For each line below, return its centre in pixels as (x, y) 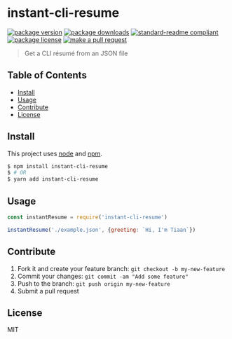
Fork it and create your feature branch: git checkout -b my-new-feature (121, 268)
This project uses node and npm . (55, 153)
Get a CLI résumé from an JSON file (76, 53)
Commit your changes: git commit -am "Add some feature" (103, 276)
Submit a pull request (48, 291)
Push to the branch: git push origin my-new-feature (94, 283)
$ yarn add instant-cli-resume (53, 179)
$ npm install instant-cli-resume (58, 166)
